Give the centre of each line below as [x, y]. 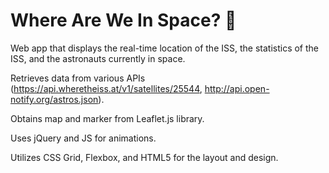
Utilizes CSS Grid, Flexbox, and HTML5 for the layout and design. [144, 157]
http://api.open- [237, 88]
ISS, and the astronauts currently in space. [98, 58]
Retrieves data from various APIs [78, 78]
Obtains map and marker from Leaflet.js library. [107, 118]
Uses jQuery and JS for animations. [83, 138]
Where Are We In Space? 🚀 [123, 20]
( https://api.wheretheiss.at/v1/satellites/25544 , [106, 88]
